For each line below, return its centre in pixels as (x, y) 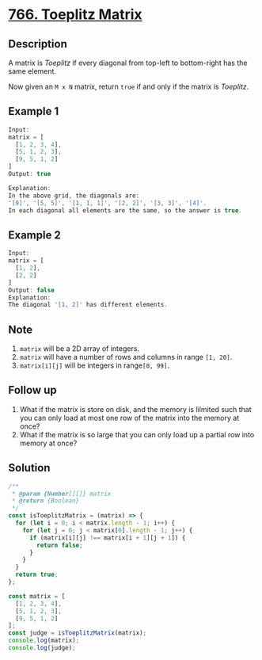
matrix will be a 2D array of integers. (80, 349)
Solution (29, 468)
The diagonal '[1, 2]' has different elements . (88, 305)
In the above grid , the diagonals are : (74, 196)
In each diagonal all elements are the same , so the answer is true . (125, 210)
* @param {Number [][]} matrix (61, 494)
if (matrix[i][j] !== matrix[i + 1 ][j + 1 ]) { (107, 538)
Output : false (32, 290)
